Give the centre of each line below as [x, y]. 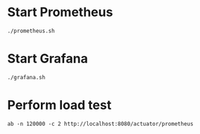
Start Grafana [48, 59]
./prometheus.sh [31, 31]
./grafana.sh [26, 77]
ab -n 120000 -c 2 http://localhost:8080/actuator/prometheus [100, 123]
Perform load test [60, 105]
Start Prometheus [60, 12]
